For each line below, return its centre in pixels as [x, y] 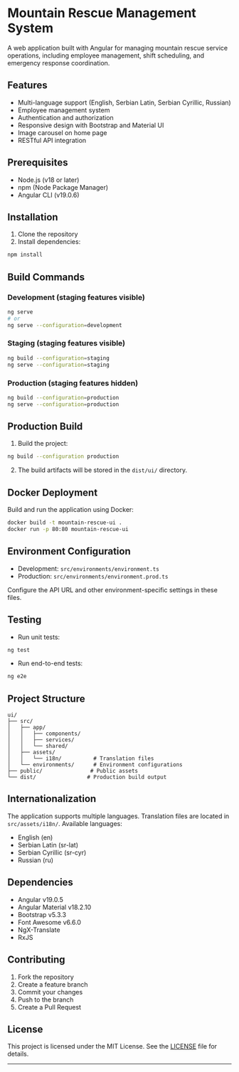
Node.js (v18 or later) [48, 180]
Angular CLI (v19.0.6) [48, 195]
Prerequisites [38, 162]
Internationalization [52, 799]
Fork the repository [46, 977]
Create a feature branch [53, 984]
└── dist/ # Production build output [87, 777]
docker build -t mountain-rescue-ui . [65, 523]
